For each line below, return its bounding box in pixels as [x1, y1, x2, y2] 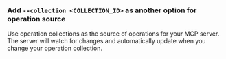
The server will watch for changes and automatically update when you [7, 37, 206, 45]
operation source [7, 14, 66, 23]
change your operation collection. [7, 44, 103, 53]
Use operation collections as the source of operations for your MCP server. [7, 29, 220, 38]
